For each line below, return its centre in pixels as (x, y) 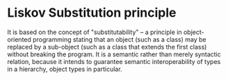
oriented (19, 39)
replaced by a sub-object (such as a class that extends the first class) (107, 47)
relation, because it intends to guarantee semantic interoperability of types (114, 61)
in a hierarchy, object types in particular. (65, 69)
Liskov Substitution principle (92, 13)
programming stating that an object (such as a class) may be (119, 39)
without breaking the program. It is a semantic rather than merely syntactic (114, 54)
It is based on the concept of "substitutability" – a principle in (95, 32)
